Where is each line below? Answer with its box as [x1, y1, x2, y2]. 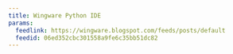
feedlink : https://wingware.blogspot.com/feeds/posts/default [15, 26, 226, 34]
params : [8, 19, 34, 27]
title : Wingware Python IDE [8, 11, 102, 20]
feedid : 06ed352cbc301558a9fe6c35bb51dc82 [15, 33, 158, 42]
